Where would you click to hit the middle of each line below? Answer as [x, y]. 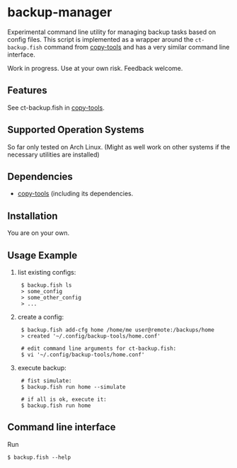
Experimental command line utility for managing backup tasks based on [112, 32]
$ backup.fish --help [39, 457]
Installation [33, 216]
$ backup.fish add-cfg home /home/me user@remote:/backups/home [117, 330]
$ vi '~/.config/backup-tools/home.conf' [83, 355]
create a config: [41, 317]
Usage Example [42, 255]
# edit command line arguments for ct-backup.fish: [99, 348]
